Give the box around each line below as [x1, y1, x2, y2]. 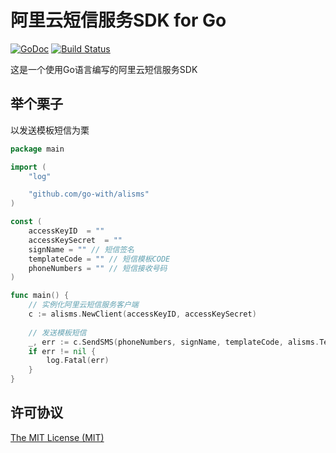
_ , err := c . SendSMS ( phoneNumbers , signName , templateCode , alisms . [28, 337, 320, 347]
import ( [10, 162, 47, 172]
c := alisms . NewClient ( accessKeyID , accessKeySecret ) [28, 309, 257, 319]
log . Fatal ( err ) [46, 356, 110, 366]
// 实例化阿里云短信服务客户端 [28, 300, 139, 310]
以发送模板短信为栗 [10, 124, 90, 136]
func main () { [10, 291, 70, 301]
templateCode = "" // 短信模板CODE [28, 254, 171, 264]
